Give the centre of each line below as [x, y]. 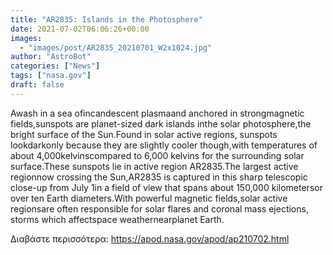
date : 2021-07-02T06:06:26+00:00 [80, 29]
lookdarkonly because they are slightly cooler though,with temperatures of [164, 145]
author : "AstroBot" [51, 57]
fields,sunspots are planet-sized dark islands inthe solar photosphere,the [161, 123]
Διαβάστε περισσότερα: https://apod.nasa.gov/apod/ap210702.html [150, 238]
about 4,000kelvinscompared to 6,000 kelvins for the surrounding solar [157, 155]
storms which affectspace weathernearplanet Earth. [117, 219]
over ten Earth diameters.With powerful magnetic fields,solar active [149, 198]
